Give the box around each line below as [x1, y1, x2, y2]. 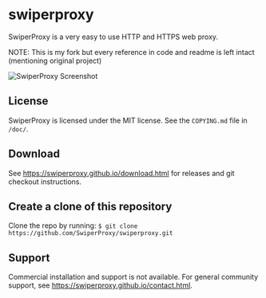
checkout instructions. [8, 177, 82, 186]
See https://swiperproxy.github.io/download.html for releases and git [8, 168, 235, 178]
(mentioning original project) [8, 56, 102, 65]
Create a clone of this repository [8, 199, 173, 213]
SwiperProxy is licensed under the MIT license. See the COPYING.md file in [8, 116, 248, 125]
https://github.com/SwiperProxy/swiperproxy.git [8, 229, 173, 237]
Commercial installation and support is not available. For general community [8, 273, 259, 282]
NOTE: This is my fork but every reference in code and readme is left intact [8, 47, 255, 57]
